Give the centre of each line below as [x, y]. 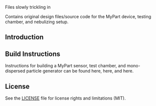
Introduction [24, 37]
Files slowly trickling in [28, 7]
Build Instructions [33, 54]
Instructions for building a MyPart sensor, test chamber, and [66, 66]
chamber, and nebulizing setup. [37, 22]
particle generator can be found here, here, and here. [80, 71]
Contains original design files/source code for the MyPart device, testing [78, 16]
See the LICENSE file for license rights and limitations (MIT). [66, 98]
